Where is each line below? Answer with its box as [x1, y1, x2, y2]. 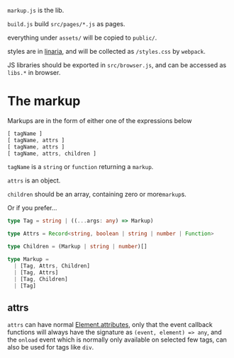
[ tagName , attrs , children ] [7, 150, 97, 157]
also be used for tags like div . [7, 343, 94, 352]
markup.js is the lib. [7, 6, 65, 14]
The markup [7, 93, 81, 109]
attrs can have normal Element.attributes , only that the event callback [7, 321, 213, 329]
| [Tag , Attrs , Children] [13, 262, 91, 270]
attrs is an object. [7, 176, 61, 185]
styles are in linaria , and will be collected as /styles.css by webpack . [7, 47, 206, 55]
